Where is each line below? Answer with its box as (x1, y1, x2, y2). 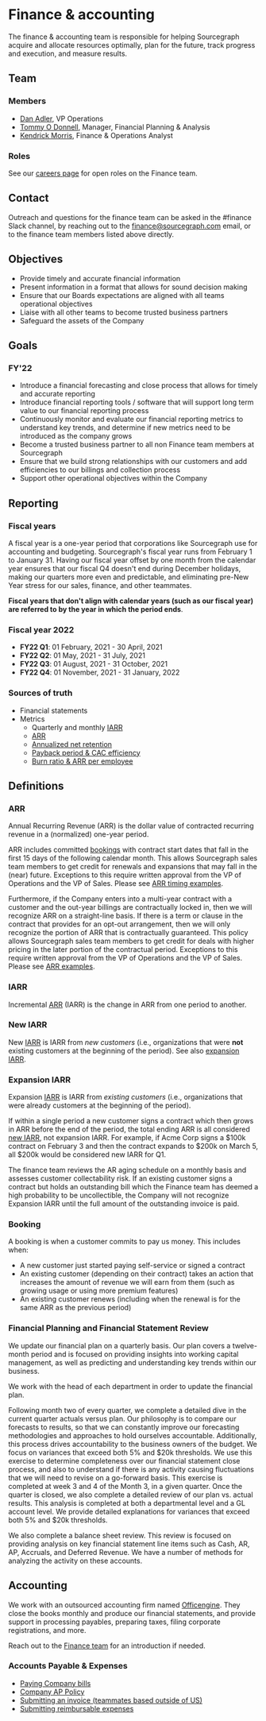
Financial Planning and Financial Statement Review (8, 1323, 209, 1334)
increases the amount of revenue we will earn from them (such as (19, 1278, 235, 1287)
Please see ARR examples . (8, 961, 95, 971)
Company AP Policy (19, 1687, 85, 1696)
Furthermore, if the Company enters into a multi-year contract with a (8, 894, 233, 903)
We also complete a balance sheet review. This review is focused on (8, 1530, 232, 1540)
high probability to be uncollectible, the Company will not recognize (8, 1190, 229, 1201)
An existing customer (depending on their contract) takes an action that (19, 1269, 254, 1278)
